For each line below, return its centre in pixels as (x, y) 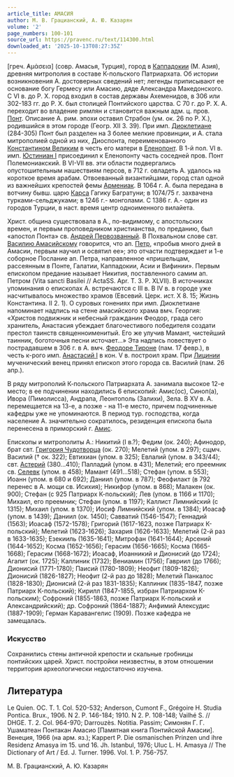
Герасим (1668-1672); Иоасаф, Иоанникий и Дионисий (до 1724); (123, 553)
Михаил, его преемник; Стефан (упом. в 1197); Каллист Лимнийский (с (113, 501)
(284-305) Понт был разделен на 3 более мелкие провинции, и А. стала (115, 133)
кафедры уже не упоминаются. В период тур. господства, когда (103, 413)
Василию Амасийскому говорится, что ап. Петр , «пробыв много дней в (114, 243)
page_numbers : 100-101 (40, 33)
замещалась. (27, 620)
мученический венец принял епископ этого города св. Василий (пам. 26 (116, 363)
